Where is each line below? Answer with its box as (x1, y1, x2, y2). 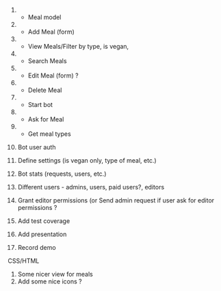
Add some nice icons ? (17, 277, 82, 286)
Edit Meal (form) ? (27, 71, 79, 80)
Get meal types (27, 130, 71, 138)
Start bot (27, 101, 53, 108)
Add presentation (17, 230, 67, 238)
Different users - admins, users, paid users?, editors (17, 183, 165, 191)
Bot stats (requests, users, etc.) (17, 170, 107, 178)
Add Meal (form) (27, 27, 75, 36)
